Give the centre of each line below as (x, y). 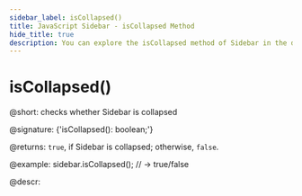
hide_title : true (42, 34)
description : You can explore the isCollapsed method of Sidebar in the (148, 43)
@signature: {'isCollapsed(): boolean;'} (81, 129)
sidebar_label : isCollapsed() (66, 18)
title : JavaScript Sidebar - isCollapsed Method (102, 26)
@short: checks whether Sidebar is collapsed (93, 112)
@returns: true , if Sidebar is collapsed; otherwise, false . (114, 147)
